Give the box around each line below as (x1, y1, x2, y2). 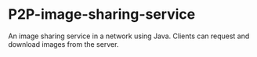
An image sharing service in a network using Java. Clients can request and (8, 31, 250, 41)
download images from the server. (8, 39, 119, 48)
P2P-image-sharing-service (8, 5, 196, 23)
